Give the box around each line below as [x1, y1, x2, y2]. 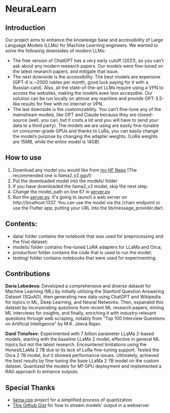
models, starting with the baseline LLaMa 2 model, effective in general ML [5, 336, 160, 342]
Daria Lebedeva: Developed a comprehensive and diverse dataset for [5, 283, 151, 289]
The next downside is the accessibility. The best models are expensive [12, 74, 161, 79]
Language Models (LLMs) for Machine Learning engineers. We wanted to [5, 42, 158, 48]
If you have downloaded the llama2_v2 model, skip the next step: [12, 183, 148, 189]
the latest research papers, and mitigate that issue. [12, 68, 119, 74]
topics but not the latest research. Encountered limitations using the [5, 342, 147, 348]
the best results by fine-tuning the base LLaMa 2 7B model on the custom [5, 357, 159, 364]
